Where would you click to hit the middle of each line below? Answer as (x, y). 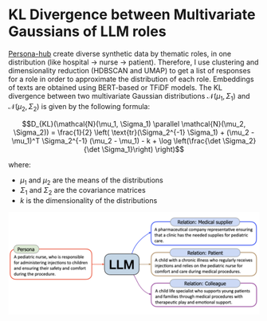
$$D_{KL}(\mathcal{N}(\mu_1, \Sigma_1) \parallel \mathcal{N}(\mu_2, (134, 123)
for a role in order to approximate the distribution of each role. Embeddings (131, 79)
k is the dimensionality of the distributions (88, 201)
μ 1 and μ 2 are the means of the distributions (91, 181)
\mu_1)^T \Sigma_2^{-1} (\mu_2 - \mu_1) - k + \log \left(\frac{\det (116, 140)
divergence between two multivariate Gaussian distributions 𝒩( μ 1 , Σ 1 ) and (129, 97)
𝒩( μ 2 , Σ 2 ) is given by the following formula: (79, 107)
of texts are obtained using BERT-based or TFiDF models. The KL (116, 87)
